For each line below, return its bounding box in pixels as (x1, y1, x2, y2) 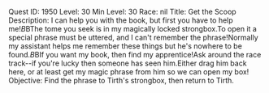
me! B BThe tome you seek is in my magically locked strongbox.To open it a (8, 24, 258, 33)
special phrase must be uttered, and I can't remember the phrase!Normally (8, 32, 258, 42)
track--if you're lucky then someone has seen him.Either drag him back (8, 58, 247, 68)
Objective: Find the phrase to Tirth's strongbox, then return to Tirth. (8, 76, 234, 85)
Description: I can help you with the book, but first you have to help (8, 15, 233, 25)
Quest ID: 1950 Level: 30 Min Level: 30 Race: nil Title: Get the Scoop (8, 7, 237, 16)
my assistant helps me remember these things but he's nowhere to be (8, 41, 242, 51)
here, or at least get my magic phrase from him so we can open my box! (8, 67, 249, 76)
